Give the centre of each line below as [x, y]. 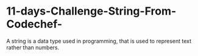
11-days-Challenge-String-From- [91, 11]
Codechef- [34, 24]
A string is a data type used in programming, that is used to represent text [99, 41]
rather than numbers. [33, 47]
